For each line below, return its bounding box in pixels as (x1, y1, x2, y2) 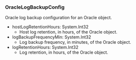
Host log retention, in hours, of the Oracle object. (19, 29, 118, 35)
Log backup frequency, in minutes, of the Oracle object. (19, 39, 131, 45)
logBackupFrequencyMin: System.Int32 (12, 34, 91, 40)
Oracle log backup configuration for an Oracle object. (5, 15, 112, 21)
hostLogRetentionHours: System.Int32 (12, 24, 89, 30)
